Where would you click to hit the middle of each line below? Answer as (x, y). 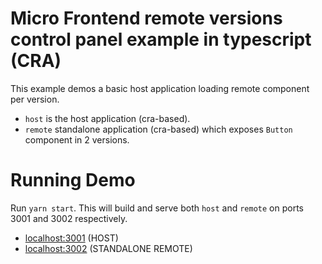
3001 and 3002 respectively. (69, 218)
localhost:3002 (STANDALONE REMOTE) (108, 248)
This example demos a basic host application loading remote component (160, 88)
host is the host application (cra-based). (107, 118)
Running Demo (73, 180)
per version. (35, 99)
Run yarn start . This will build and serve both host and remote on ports (157, 208)
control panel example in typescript (161, 39)
